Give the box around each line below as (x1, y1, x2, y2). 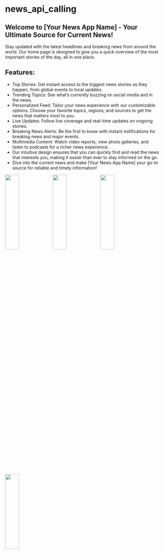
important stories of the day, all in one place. (5, 54, 95, 60)
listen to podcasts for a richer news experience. (12, 144, 109, 150)
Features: (5, 68, 35, 77)
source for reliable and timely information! (12, 165, 97, 170)
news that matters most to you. (12, 112, 75, 118)
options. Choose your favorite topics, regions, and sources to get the (12, 107, 152, 113)
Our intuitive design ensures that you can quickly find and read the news (12, 149, 160, 155)
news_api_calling (5, 3, 77, 15)
